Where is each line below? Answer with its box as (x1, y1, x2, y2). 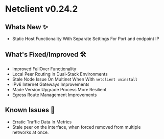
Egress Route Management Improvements (12, 92, 97, 98)
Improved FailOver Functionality (12, 66, 77, 72)
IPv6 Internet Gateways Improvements (12, 81, 90, 87)
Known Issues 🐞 (5, 106, 55, 114)
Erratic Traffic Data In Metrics (12, 119, 72, 125)
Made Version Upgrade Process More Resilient (12, 86, 107, 92)
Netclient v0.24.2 (5, 3, 78, 15)
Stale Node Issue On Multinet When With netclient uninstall (12, 76, 138, 82)
